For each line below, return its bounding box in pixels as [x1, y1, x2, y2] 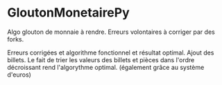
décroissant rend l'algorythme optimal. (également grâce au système [7, 63, 205, 71]
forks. [7, 35, 24, 43]
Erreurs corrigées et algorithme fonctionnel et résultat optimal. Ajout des [7, 48, 214, 57]
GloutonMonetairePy [7, 5, 130, 21]
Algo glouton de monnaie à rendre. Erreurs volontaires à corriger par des [7, 28, 215, 36]
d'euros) [7, 70, 31, 79]
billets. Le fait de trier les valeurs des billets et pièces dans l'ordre [7, 55, 195, 64]
